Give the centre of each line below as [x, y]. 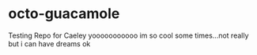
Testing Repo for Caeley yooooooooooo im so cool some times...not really [128, 35]
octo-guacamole [64, 14]
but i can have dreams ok [49, 43]
